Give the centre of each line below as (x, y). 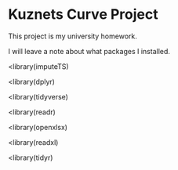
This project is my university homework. (73, 36)
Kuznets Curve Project (83, 14)
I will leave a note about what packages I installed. (89, 51)
